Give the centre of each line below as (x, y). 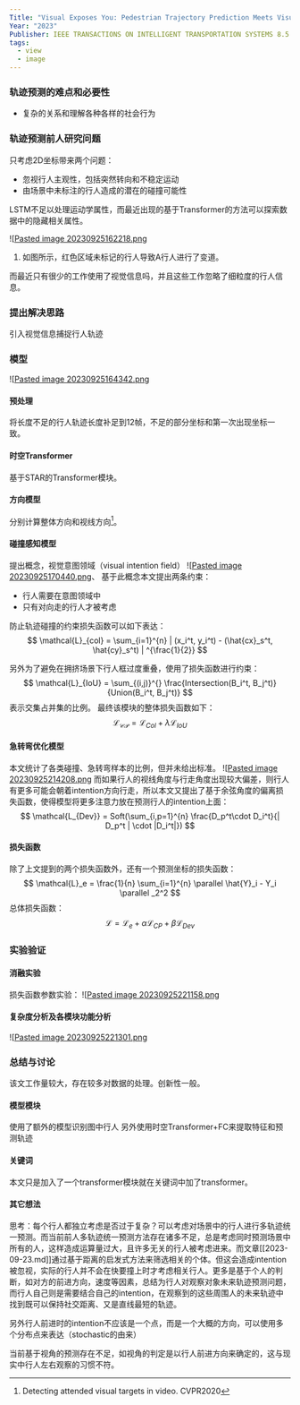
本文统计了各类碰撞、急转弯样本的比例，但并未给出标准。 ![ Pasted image (144, 767)
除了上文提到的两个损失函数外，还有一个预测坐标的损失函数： (123, 869)
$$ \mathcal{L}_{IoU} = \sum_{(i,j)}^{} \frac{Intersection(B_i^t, (137, 682)
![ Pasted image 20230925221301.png (78, 1037)
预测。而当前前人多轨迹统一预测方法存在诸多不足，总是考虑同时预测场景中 (154, 1237)
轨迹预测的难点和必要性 (59, 92)
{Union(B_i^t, (131, 692)
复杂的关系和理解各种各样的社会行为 (89, 114)
